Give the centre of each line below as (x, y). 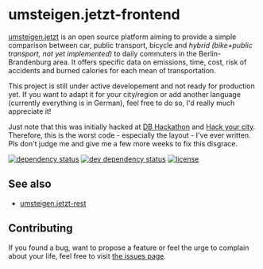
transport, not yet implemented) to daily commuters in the (102, 53)
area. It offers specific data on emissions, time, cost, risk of (150, 62)
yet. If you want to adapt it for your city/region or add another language (124, 94)
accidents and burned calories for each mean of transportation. (112, 70)
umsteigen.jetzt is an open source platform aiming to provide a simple (122, 37)
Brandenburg (30, 62)
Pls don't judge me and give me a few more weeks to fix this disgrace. (123, 143)
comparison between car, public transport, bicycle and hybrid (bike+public (130, 45)
